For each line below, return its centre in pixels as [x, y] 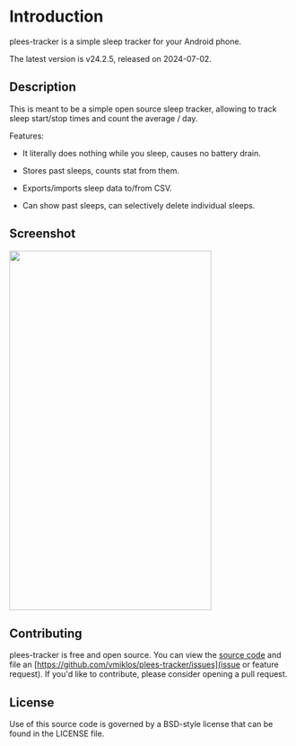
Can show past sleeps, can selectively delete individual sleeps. [139, 205]
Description [43, 87]
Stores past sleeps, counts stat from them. [100, 170]
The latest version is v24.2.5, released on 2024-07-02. [111, 58]
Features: [27, 136]
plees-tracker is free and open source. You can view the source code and [145, 655]
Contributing [46, 633]
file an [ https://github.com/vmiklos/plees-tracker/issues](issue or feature [144, 665]
